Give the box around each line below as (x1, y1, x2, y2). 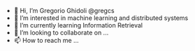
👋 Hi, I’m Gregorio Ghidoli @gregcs (13, 7, 115, 14)
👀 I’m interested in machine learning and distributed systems (13, 14, 189, 22)
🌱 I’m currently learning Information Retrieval (13, 21, 143, 29)
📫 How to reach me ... (13, 37, 79, 44)
